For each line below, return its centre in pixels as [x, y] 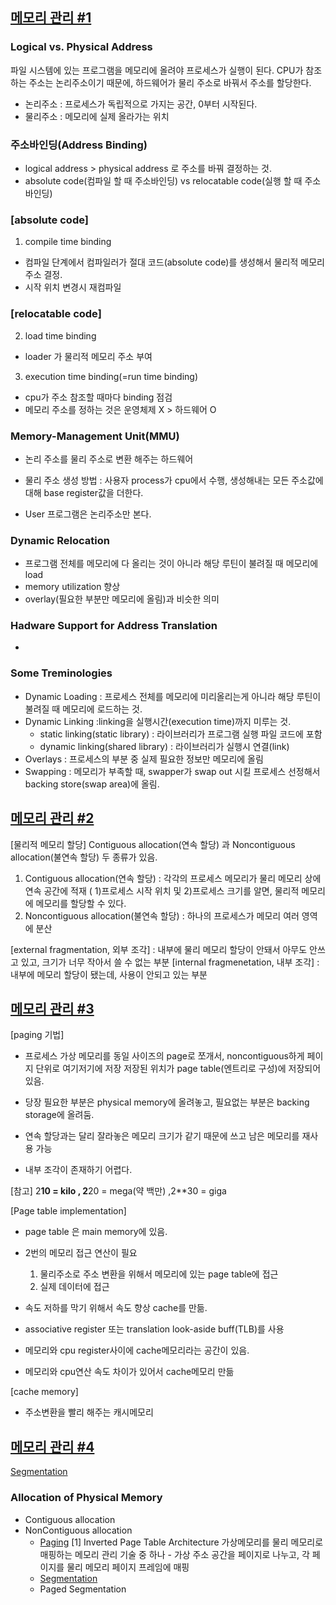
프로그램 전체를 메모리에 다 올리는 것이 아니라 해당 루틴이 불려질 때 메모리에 [171, 564]
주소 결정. [43, 275]
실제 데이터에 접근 [74, 1287]
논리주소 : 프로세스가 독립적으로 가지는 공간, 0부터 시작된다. [141, 104]
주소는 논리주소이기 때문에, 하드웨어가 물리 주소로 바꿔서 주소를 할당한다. [170, 82]
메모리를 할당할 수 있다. [81, 903]
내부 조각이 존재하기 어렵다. [78, 1170]
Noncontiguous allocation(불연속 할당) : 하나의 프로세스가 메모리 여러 [162, 915]
